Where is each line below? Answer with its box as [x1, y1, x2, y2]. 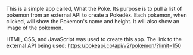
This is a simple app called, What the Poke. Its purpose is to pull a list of [6, 5, 182, 12]
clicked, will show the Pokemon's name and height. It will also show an [6, 18, 180, 25]
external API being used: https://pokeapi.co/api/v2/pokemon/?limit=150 [6, 42, 182, 49]
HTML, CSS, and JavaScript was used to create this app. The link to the [6, 36, 182, 42]
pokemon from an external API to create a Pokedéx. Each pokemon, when [6, 11, 188, 19]
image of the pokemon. [6, 24, 64, 31]
